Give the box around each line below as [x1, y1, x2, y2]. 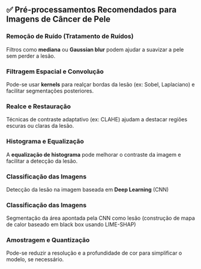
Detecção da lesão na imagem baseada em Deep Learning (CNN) [6, 186, 169, 193]
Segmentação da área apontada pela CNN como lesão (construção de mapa [6, 214, 195, 222]
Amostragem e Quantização [6, 236, 90, 244]
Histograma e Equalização [6, 138, 84, 146]
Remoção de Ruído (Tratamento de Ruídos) [6, 32, 134, 41]
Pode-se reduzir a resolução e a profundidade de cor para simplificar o [6, 249, 182, 257]
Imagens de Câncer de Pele [6, 14, 111, 25]
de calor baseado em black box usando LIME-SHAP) [6, 221, 136, 228]
